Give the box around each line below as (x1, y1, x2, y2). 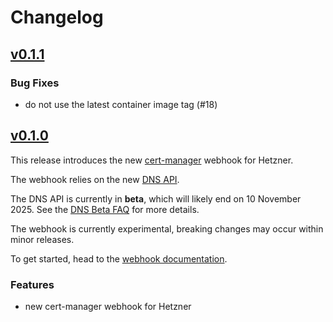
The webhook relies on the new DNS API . (10, 173, 180, 185)
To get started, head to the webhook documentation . (10, 252, 228, 265)
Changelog (10, 6, 104, 29)
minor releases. (10, 233, 75, 245)
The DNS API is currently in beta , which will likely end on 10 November (10, 192, 302, 205)
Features (10, 277, 55, 291)
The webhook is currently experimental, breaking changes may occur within (10, 222, 324, 235)
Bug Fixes (10, 76, 60, 90)
